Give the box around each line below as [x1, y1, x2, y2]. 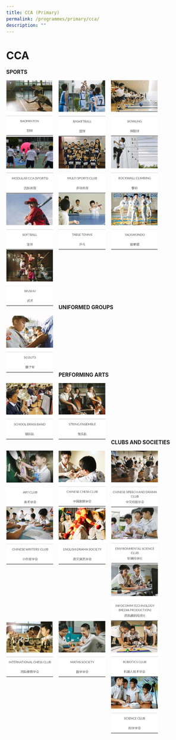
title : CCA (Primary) [6, 10, 60, 16]
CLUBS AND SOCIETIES [111, 439, 171, 446]
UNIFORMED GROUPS [58, 304, 114, 311]
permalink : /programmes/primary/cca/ [6, 16, 100, 22]
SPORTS [6, 69, 28, 76]
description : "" [6, 22, 46, 28]
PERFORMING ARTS [58, 371, 109, 378]
